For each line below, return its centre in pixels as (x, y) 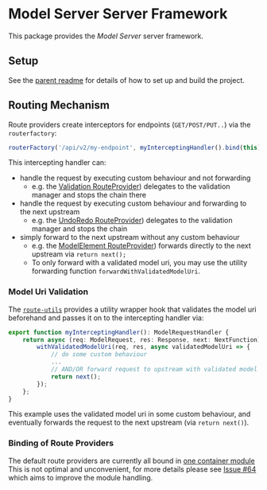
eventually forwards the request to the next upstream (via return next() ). (129, 422)
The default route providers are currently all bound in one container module (132, 461)
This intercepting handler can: (57, 163)
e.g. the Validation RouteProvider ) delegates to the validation (131, 186)
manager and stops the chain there (89, 195)
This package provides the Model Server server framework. (106, 36)
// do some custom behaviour (99, 355)
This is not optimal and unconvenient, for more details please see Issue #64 (132, 469)
